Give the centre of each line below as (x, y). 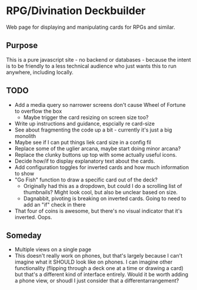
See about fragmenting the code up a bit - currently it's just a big (93, 130)
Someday (24, 235)
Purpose (22, 45)
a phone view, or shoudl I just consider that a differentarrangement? (97, 281)
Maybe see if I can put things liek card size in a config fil (83, 142)
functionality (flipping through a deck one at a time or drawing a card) (99, 268)
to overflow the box (38, 111)
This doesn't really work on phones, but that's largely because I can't (98, 256)
